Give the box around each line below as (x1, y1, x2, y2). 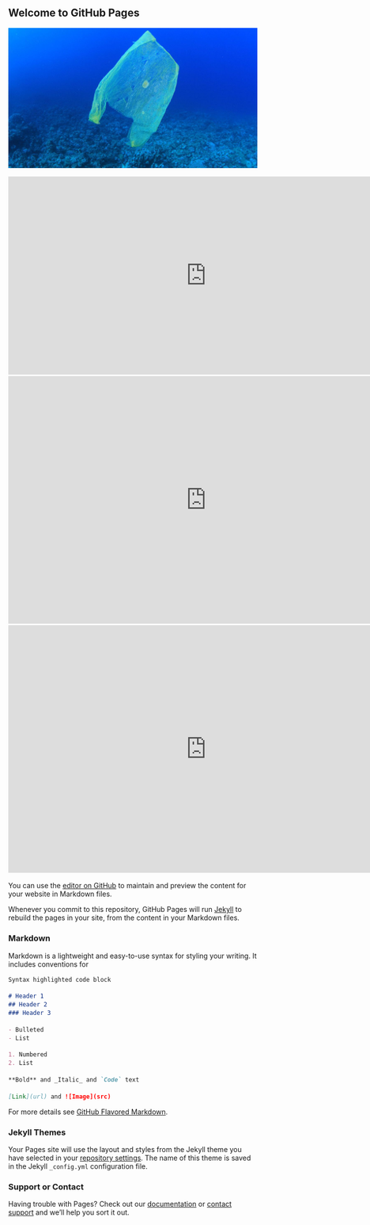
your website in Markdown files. (8, 889, 112, 899)
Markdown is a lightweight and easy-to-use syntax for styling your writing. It (8, 951, 257, 960)
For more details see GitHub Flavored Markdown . (8, 1107, 168, 1116)
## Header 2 (8, 1001, 47, 1009)
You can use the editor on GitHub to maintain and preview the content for (8, 881, 247, 891)
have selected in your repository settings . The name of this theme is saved (8, 1153, 251, 1163)
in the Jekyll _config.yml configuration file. (8, 1162, 148, 1171)
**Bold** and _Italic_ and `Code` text (8, 1076, 140, 1084)
